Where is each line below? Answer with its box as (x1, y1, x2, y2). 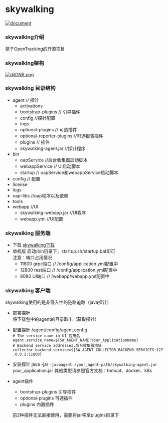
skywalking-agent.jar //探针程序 (20, 145, 86, 151)
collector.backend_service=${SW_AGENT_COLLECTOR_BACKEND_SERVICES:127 (12, 347, 163, 353)
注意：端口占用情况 (12, 255, 53, 261)
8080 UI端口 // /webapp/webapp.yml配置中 (20, 273, 110, 279)
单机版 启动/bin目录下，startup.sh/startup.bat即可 (12, 248, 115, 254)
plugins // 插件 (20, 139, 50, 145)
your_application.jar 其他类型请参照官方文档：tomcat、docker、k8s (12, 367, 152, 374)
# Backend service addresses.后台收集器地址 (12, 343, 102, 348)
